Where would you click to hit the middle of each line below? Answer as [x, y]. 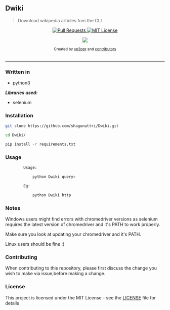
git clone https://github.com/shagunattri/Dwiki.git [62, 126]
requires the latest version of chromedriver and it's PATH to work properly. [83, 225]
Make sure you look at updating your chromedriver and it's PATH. [73, 234]
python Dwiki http [52, 195]
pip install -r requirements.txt [40, 144]
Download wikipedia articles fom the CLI [60, 20]
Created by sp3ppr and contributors [85, 49]
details [12, 303]
